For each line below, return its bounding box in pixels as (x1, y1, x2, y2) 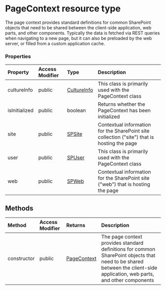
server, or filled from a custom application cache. (5, 40, 105, 46)
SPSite (67, 131, 83, 138)
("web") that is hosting (98, 181, 151, 188)
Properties (5, 53, 31, 60)
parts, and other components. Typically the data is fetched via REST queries (5, 30, 160, 36)
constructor (7, 255, 35, 262)
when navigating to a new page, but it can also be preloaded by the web (5, 35, 152, 41)
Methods (5, 204, 34, 213)
